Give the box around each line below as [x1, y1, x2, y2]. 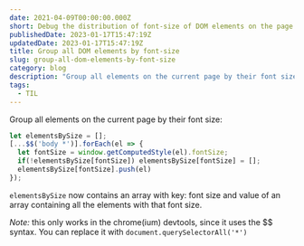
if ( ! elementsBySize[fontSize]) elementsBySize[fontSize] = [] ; [17, 156, 261, 166]
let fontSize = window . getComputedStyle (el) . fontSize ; [17, 148, 229, 157]
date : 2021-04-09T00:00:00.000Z [9, 13, 131, 23]
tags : [9, 80, 30, 90]
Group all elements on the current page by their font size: [9, 114, 223, 125]
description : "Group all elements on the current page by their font [9, 72, 278, 81]
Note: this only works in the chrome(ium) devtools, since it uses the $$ [9, 216, 273, 227]
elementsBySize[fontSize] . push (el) [17, 165, 152, 174]
